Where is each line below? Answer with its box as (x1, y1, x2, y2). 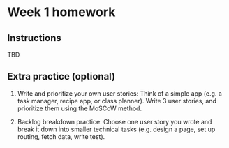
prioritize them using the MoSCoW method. (17, 104, 142, 112)
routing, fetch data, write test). (17, 132, 105, 140)
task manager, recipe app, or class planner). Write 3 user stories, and (17, 96, 216, 105)
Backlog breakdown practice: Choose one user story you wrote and (17, 117, 212, 126)
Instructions (7, 32, 61, 44)
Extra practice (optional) (7, 71, 116, 82)
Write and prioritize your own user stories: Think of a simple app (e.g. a (17, 89, 222, 98)
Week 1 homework (7, 4, 116, 20)
